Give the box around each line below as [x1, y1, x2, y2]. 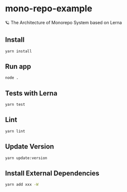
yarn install [5, 49, 32, 54]
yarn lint [5, 128, 26, 133]
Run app [5, 63, 31, 71]
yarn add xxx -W [5, 182, 39, 187]
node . [5, 75, 19, 80]
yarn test [5, 102, 26, 107]
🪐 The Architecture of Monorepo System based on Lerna [5, 19, 122, 25]
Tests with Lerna [5, 89, 58, 97]
